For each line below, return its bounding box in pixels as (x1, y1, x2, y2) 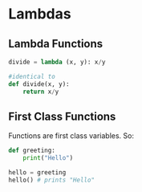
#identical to (8, 72, 56, 80)
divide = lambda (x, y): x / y (8, 58, 106, 66)
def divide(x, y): (8, 80, 70, 88)
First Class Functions (8, 109, 116, 123)
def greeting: (8, 146, 56, 155)
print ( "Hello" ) (22, 154, 74, 162)
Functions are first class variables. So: (8, 131, 135, 141)
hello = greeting (8, 169, 67, 177)
